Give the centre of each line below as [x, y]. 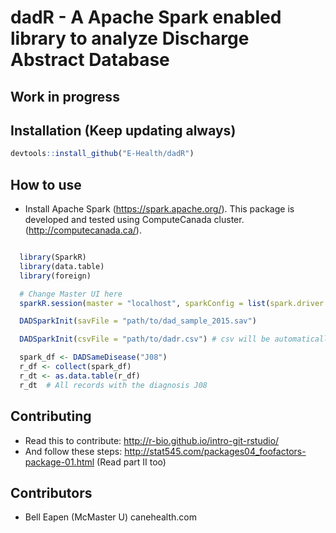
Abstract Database [90, 60]
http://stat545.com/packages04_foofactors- [215, 451]
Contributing [51, 416]
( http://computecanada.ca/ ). [83, 230]
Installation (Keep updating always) [123, 130]
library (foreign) [55, 276]
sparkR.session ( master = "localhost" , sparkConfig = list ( [145, 303]
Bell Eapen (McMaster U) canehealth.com [110, 517]
